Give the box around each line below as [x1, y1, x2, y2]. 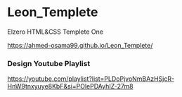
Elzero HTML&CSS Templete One [7, 27, 104, 36]
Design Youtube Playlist [7, 58, 91, 68]
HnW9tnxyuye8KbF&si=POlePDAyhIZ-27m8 [7, 82, 134, 91]
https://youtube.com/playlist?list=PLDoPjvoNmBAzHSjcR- [7, 75, 174, 83]
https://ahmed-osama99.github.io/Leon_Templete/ [7, 41, 153, 49]
